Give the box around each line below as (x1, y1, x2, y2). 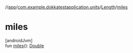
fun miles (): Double (5, 43, 44, 49)
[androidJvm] (5, 37, 33, 43)
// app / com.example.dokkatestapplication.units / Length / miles (5, 4, 128, 10)
